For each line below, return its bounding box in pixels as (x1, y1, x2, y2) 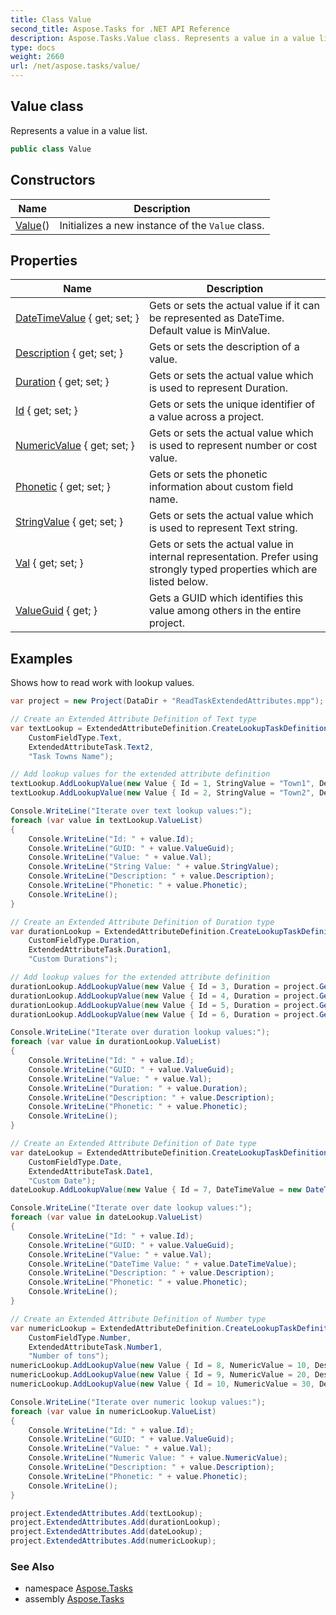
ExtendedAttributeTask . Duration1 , (28, 945, 172, 955)
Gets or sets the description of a (148, 340, 300, 354)
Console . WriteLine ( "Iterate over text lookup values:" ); (10, 806, 253, 816)
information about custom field (148, 480, 294, 494)
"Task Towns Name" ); (28, 751, 114, 761)
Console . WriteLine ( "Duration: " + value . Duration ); (28, 1083, 248, 1093)
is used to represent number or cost (148, 439, 318, 453)
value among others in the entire (148, 604, 302, 618)
